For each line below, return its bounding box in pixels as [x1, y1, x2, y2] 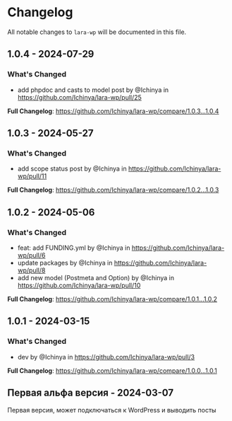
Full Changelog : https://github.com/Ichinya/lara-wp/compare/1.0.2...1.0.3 [7, 185, 219, 195]
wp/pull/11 [17, 172, 47, 180]
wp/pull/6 [17, 251, 46, 259]
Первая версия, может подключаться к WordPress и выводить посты [7, 405, 216, 414]
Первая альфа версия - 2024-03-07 [7, 387, 174, 399]
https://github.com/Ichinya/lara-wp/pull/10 [17, 281, 141, 289]
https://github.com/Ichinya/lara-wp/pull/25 [17, 93, 142, 101]
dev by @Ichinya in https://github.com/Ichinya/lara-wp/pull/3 [17, 352, 195, 361]
